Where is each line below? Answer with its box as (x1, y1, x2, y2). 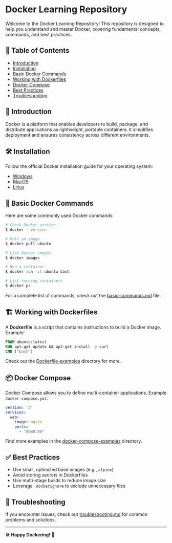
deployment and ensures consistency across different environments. (5, 132, 150, 138)
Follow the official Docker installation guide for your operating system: (5, 163, 153, 169)
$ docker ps (5, 283, 31, 289)
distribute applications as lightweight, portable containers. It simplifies (5, 126, 154, 133)
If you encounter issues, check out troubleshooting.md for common (5, 511, 147, 517)
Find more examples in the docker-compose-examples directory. (5, 438, 142, 444)
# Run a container (5, 265, 45, 270)
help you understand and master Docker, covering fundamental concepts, (5, 26, 161, 32)
